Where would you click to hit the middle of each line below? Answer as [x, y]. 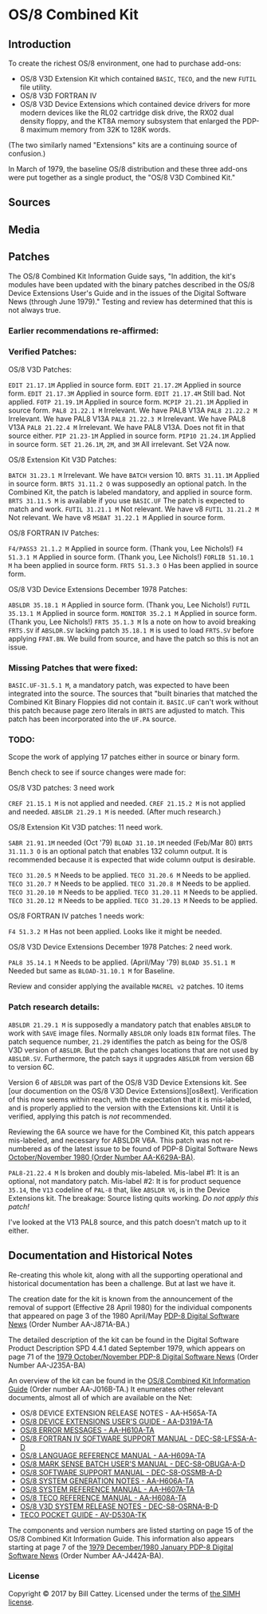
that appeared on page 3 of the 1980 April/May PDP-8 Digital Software [124, 1316]
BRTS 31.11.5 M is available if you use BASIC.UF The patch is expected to [127, 500]
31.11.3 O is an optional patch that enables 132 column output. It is [118, 851]
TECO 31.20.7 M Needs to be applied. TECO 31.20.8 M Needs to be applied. [130, 884]
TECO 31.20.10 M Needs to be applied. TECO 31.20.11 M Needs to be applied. [133, 892]
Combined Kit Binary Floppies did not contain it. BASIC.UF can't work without [133, 702]
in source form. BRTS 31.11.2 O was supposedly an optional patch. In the [128, 483]
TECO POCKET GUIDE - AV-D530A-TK [83, 1514]
